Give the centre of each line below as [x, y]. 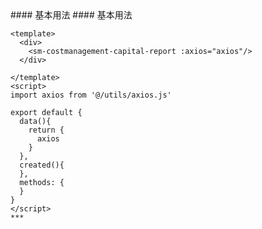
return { [46, 130]
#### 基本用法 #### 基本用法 [71, 15]
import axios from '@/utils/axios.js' [91, 95]
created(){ [42, 165]
